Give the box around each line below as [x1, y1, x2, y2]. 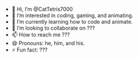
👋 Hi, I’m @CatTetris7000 [11, 6, 73, 12]
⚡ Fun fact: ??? [11, 46, 48, 53]
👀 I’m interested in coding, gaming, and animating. [11, 12, 134, 19]
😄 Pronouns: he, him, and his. [11, 40, 85, 47]
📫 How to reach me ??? [11, 31, 70, 38]
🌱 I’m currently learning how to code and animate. [11, 18, 133, 25]
